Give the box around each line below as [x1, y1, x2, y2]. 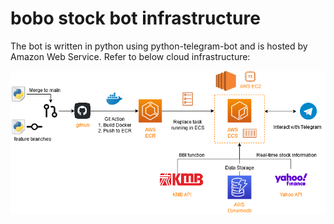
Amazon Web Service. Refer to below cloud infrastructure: [10, 50, 251, 62]
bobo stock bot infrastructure [10, 7, 261, 30]
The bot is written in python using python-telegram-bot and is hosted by [10, 40, 308, 52]
